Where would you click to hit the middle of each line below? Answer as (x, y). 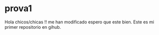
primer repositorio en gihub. (33, 27)
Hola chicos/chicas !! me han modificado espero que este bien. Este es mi (79, 22)
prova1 (18, 9)
